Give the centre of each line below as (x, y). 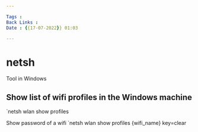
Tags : (14, 17)
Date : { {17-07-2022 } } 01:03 (42, 28)
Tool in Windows (26, 79)
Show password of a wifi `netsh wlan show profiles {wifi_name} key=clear (96, 123)
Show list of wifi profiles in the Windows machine (99, 97)
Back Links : (22, 22)
